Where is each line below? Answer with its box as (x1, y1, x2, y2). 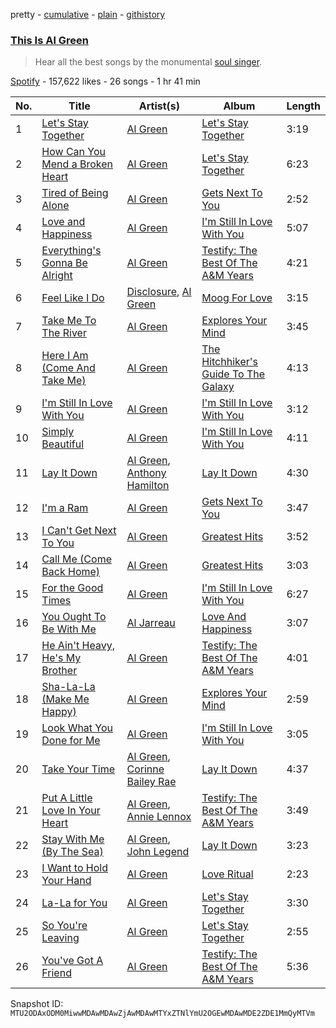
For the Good (41, 581, 104, 595)
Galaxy (201, 380, 235, 394)
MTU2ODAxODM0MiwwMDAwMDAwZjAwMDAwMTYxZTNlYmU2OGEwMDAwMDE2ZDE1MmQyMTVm (10, 1009, 315, 1019)
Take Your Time (41, 762, 116, 776)
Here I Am (41, 349, 89, 363)
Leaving (41, 931, 80, 945)
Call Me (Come (41, 552, 112, 566)
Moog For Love (201, 291, 273, 305)
